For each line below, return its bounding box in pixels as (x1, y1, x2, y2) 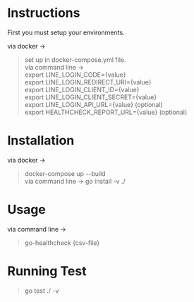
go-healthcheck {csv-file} (24, 238, 100, 247)
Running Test (7, 263, 87, 279)
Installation (7, 132, 75, 149)
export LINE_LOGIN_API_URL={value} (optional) (24, 100, 164, 108)
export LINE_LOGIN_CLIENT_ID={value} (24, 85, 140, 94)
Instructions (7, 5, 80, 21)
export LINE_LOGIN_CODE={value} (24, 70, 126, 79)
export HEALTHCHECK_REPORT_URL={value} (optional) (24, 108, 188, 116)
